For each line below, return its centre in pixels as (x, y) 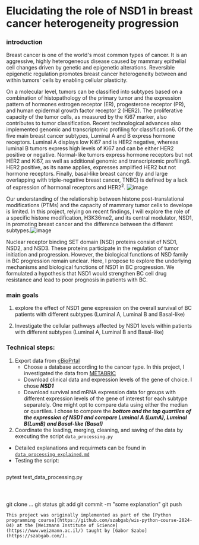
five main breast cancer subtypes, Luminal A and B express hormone (91, 136)
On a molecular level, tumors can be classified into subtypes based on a (94, 92)
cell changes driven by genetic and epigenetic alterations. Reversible (91, 68)
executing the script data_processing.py (64, 436)
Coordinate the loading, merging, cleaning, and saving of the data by (99, 430)
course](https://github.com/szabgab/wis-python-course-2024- (115, 520)
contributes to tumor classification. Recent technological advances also (94, 123)
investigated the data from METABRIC (70, 373)
